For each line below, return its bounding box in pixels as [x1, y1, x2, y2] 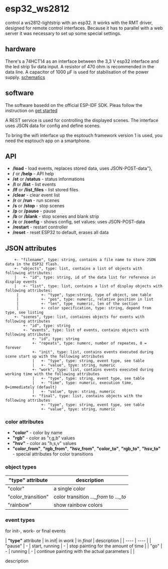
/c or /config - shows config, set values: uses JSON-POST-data [12, 219, 145, 225]
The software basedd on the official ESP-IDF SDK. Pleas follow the [5, 102, 143, 108]
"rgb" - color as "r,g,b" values [12, 435, 75, 441]
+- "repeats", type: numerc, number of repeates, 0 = [32, 341, 147, 346]
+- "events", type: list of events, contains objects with [23, 327, 149, 333]
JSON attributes [5, 244, 57, 253]
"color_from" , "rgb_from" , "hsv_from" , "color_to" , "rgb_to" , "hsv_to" [12, 445, 161, 452]
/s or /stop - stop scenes [12, 203, 65, 209]
